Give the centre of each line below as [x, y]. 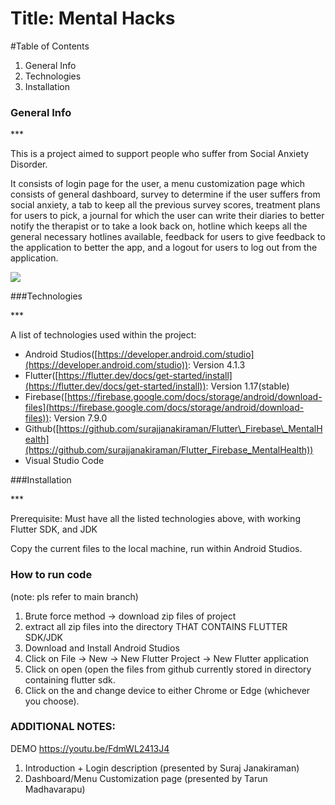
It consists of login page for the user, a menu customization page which [158, 184]
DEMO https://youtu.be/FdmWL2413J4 [90, 748]
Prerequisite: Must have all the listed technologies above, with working [155, 519]
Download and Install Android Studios [102, 648]
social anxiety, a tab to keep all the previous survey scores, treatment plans [165, 205]
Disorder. [29, 164]
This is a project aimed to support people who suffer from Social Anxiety [160, 154]
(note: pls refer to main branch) [74, 596]
